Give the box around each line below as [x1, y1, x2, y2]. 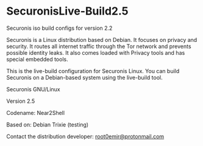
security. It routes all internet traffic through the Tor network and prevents [6, 43, 191, 50]
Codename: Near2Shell [6, 109, 65, 116]
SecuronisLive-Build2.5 [6, 4, 129, 18]
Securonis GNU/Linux [6, 85, 61, 92]
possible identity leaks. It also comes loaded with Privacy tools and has [6, 49, 185, 56]
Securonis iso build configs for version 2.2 [6, 24, 113, 32]
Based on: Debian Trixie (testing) [6, 120, 89, 128]
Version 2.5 [6, 97, 35, 105]
